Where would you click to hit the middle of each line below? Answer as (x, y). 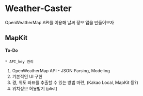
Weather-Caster (38, 8)
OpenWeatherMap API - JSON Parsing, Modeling (61, 70)
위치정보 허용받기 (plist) (35, 88)
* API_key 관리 (19, 62)
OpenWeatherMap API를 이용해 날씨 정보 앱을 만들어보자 (60, 22)
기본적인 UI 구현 (27, 76)
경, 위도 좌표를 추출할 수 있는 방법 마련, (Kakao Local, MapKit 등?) (75, 82)
